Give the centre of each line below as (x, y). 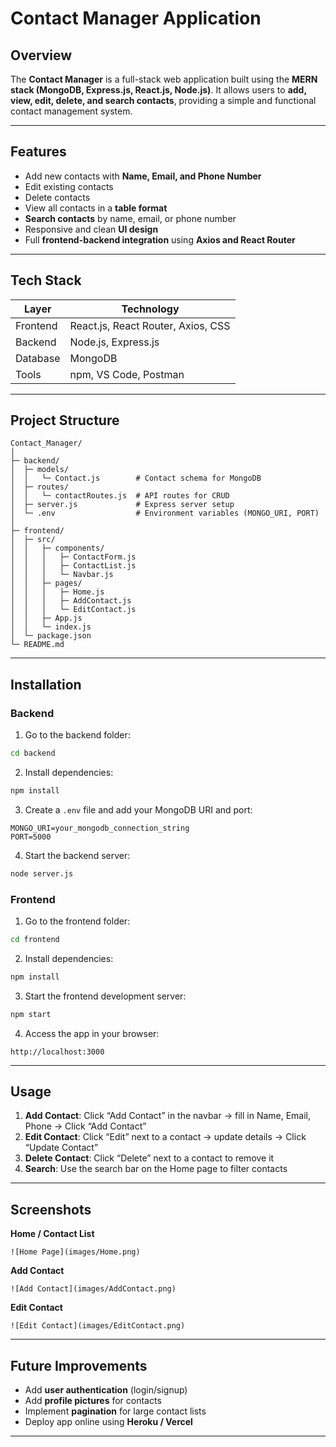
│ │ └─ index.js (51, 627)
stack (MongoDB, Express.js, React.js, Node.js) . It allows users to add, (158, 90)
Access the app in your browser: (92, 1033)
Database (38, 358)
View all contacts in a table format (96, 208)
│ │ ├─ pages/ (46, 583)
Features (38, 152)
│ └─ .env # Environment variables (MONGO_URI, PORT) (165, 513)
